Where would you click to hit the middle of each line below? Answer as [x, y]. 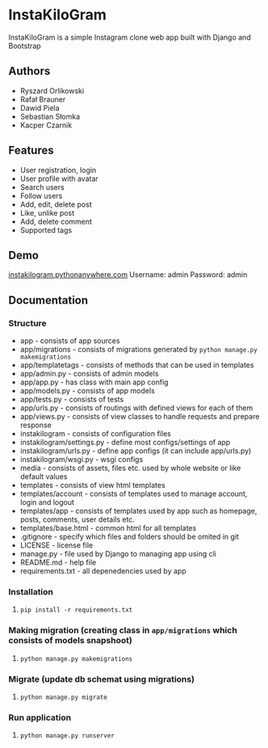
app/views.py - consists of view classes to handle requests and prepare [140, 417]
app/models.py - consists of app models [87, 391]
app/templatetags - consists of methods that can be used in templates [137, 365]
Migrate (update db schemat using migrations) [102, 679]
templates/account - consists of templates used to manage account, [134, 494]
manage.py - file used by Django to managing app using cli [118, 554]
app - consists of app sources [70, 341]
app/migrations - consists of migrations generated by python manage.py [139, 350]
